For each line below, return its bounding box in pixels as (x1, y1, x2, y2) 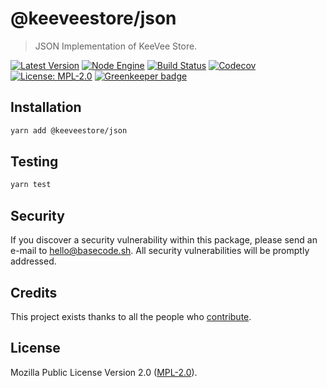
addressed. (10, 255, 57, 267)
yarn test (10, 180, 52, 190)
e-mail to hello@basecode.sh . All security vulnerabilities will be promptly (10, 245, 310, 257)
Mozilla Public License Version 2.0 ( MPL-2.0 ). (10, 366, 198, 378)
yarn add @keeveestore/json (10, 125, 128, 136)
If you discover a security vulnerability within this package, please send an (10, 234, 318, 246)
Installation (10, 99, 82, 116)
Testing (10, 153, 59, 171)
